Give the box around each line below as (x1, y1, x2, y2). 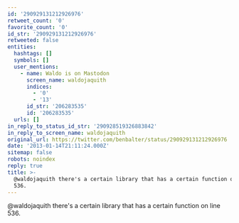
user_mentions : (14, 63, 59, 70)
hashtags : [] (14, 50, 53, 58)
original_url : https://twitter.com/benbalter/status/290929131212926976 (7, 136, 228, 143)
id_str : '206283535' (26, 103, 87, 110)
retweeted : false (7, 37, 59, 44)
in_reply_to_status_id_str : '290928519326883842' (7, 122, 158, 130)
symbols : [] (14, 57, 50, 64)
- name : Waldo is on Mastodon (20, 70, 110, 77)
